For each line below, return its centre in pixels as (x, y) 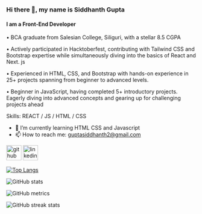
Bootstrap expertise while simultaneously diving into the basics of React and (101, 55)
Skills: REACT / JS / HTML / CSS (46, 116)
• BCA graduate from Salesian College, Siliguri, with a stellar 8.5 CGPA (93, 37)
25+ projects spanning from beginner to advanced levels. (77, 80)
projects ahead (25, 104)
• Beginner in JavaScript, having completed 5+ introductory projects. (92, 92)
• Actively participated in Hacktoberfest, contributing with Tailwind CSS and (100, 49)
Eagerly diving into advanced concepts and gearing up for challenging (93, 98)
